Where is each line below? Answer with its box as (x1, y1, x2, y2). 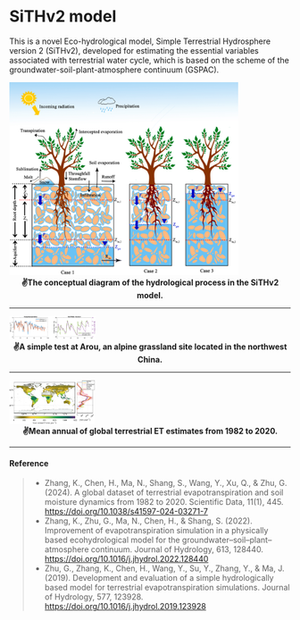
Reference (9, 457, 49, 468)
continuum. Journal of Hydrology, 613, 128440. (90, 544, 263, 555)
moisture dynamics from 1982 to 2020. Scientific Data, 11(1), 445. (44, 497, 284, 507)
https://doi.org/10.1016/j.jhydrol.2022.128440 (44, 554, 209, 565)
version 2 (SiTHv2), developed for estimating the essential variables (9, 45, 259, 55)
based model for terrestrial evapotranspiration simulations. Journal (44, 582, 290, 593)
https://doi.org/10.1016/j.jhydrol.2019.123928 (44, 601, 207, 612)
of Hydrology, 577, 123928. (44, 591, 144, 602)
